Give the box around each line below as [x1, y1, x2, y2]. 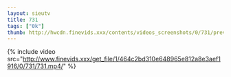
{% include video [7, 48, 56, 56]
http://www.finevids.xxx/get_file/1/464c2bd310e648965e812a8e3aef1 [23, 55, 221, 63]
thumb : [7, 29, 26, 36]
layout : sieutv [7, 10, 51, 17]
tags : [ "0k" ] [7, 22, 45, 29]
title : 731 [7, 16, 38, 23]
